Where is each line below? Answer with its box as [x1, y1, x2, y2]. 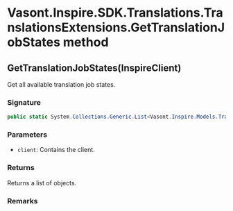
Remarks [7, 196, 38, 205]
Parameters [7, 130, 47, 140]
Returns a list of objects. [7, 178, 77, 187]
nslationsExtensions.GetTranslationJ [7, 19, 225, 35]
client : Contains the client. [17, 146, 95, 154]
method [62, 35, 109, 50]
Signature [7, 97, 42, 107]
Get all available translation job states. [7, 81, 116, 88]
